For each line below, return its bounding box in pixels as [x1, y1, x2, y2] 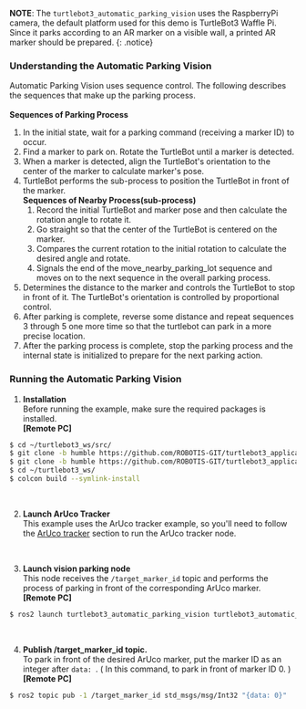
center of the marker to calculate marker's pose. [22, 166, 205, 177]
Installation [22, 393, 66, 404]
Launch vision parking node [22, 563, 131, 574]
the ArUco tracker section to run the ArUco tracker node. [22, 527, 237, 538]
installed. [22, 412, 57, 423]
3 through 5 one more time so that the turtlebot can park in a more [22, 321, 271, 332]
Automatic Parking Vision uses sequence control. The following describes [9, 80, 287, 91]
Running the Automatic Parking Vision [9, 373, 182, 386]
